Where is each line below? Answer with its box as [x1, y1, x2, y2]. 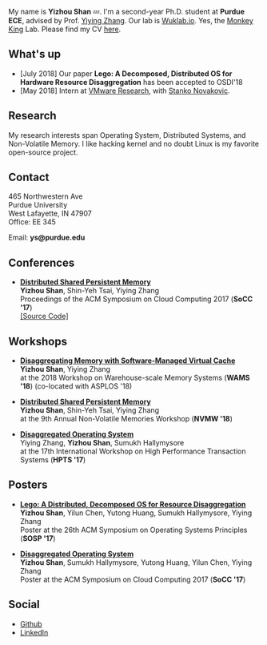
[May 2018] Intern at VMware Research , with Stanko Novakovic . [19, 86, 230, 95]
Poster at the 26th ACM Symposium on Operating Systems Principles [19, 525, 248, 534]
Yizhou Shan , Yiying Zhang [19, 365, 110, 374]
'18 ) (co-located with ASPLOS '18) [19, 381, 133, 391]
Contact [8, 171, 50, 184]
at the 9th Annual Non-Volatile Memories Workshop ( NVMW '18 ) [19, 414, 233, 424]
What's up [8, 47, 62, 61]
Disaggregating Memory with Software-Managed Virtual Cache [19, 356, 236, 365]
